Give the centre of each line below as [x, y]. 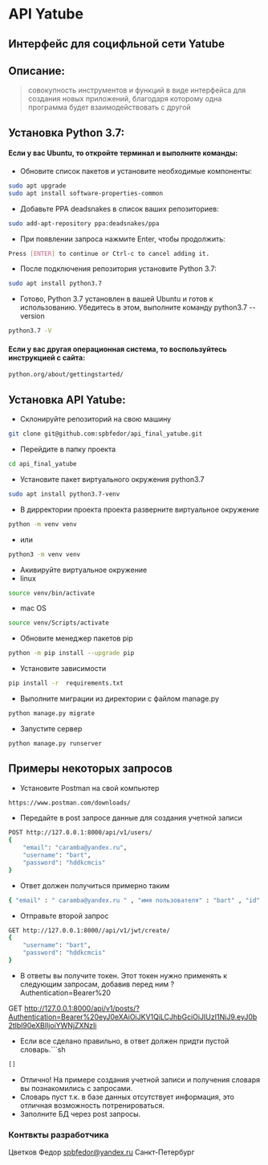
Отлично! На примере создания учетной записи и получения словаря [140, 1080]
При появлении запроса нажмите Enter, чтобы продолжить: [123, 239]
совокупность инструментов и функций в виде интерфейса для [137, 90]
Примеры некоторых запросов [90, 769]
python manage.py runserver [55, 743]
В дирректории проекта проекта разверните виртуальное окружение [139, 509]
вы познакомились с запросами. [76, 1088]
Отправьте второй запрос [64, 916]
